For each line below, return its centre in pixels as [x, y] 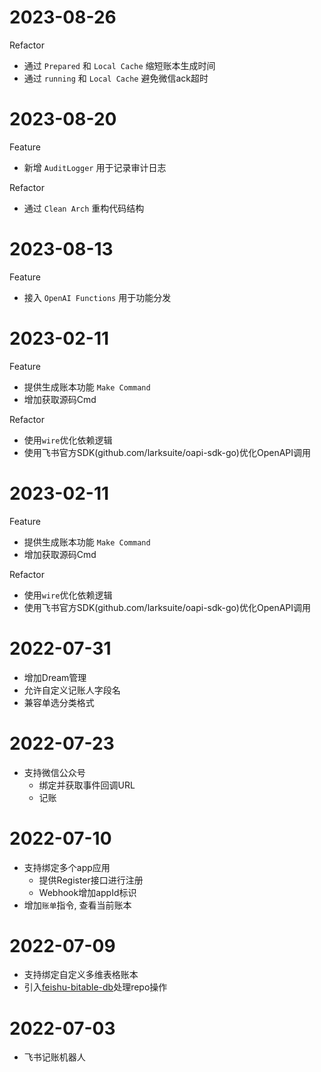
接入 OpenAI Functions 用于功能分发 [97, 297]
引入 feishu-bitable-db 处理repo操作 [95, 987]
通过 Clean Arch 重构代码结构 [84, 208]
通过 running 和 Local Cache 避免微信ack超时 [116, 78]
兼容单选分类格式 [59, 702]
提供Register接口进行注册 [91, 880]
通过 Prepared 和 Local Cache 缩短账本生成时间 [119, 65]
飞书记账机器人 [54, 1057]
